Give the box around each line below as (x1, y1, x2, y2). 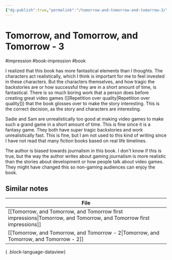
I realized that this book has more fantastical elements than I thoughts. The (5, 67, 163, 73)
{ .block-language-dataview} (5, 249, 66, 255)
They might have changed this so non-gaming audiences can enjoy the (5, 164, 155, 170)
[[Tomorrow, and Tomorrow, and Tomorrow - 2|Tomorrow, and (8, 229, 160, 236)
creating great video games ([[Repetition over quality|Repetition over (5, 95, 150, 101)
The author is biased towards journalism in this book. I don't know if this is (5, 147, 162, 154)
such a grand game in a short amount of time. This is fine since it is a (5, 121, 151, 127)
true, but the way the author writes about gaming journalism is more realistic (5, 153, 166, 159)
